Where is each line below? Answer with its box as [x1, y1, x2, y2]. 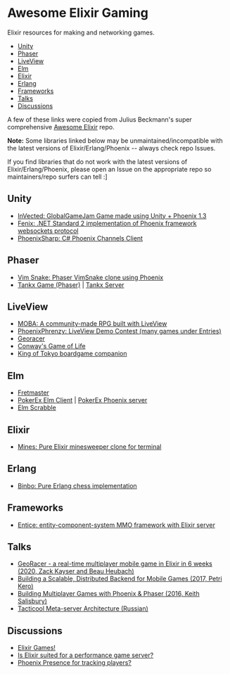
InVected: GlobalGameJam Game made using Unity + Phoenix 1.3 [17, 211, 207, 220]
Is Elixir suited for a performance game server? [17, 651, 154, 659]
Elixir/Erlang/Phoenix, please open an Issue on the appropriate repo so [7, 165, 212, 173]
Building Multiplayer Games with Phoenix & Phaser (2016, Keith [17, 590, 200, 598]
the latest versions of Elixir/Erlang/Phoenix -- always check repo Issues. [7, 144, 216, 152]
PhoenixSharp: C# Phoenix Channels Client [17, 234, 143, 242]
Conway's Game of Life [17, 342, 86, 350]
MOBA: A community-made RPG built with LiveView [17, 319, 167, 328]
